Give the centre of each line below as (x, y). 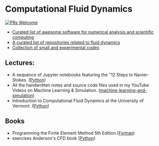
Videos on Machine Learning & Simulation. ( (56, 90)
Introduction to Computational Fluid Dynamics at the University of (78, 101)
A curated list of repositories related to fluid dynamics (66, 42)
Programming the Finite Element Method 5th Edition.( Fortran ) (73, 133)
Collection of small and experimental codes (56, 47)
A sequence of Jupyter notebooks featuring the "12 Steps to (72, 75)
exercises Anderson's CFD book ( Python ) (54, 138)
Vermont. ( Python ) (31, 105)
